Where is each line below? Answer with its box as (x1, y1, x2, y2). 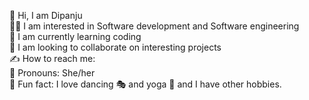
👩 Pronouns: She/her (9, 67, 96, 79)
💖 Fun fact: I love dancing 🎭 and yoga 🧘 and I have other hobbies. (9, 78, 282, 90)
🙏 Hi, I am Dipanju (9, 10, 83, 21)
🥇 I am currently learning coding (9, 31, 142, 42)
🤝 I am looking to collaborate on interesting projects (9, 41, 222, 53)
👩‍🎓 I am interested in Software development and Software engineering (9, 20, 300, 32)
